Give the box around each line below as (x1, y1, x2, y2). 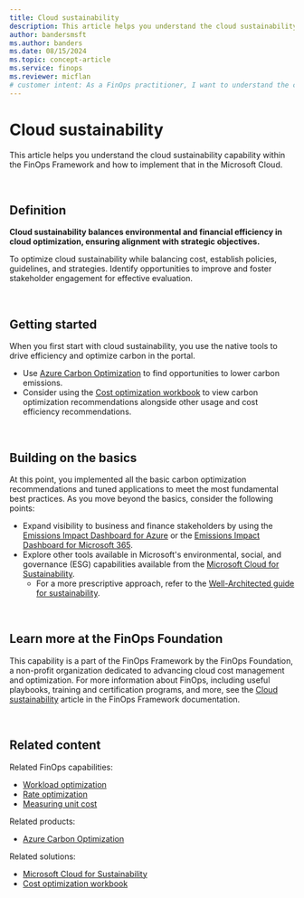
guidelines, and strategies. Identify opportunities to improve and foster (9, 263, 272, 274)
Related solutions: (9, 851, 76, 862)
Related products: (9, 816, 76, 827)
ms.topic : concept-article (9, 55, 111, 64)
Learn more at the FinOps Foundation (9, 631, 223, 647)
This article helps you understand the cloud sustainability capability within (9, 149, 286, 160)
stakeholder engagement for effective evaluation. (9, 273, 193, 284)
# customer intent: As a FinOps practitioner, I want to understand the (9, 80, 290, 90)
